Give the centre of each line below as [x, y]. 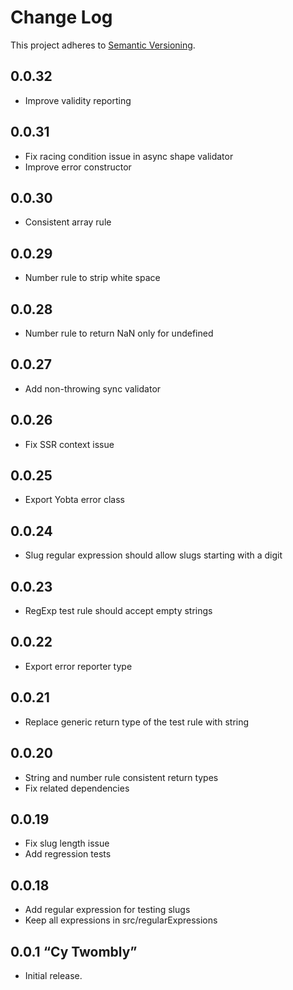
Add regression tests [68, 854]
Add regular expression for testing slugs [107, 910]
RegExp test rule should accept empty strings [118, 611]
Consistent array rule [68, 222]
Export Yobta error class [74, 500]
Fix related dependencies [77, 788]
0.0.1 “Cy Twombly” [74, 951]
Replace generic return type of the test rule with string [137, 722]
